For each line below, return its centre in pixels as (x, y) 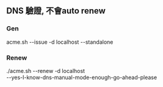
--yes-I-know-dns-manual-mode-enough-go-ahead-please (82, 77)
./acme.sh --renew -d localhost (46, 71)
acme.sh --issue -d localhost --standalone (60, 42)
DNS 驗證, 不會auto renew (56, 11)
